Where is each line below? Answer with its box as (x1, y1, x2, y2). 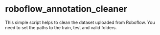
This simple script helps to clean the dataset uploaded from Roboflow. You (5, 19, 155, 25)
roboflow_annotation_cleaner (5, 3, 127, 15)
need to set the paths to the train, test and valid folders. (5, 24, 117, 30)
